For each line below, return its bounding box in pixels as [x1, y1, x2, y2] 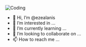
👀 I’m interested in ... [12, 20, 56, 26]
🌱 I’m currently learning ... [12, 25, 67, 31]
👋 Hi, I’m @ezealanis [12, 15, 56, 20]
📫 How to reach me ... [12, 36, 60, 42]
